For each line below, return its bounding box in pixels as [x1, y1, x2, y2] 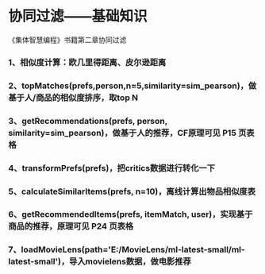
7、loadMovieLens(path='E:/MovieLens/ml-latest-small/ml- [8, 244, 246, 255]
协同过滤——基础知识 [8, 7, 148, 25]
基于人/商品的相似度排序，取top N [8, 92, 139, 103]
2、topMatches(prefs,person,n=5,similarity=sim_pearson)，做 [8, 80, 257, 91]
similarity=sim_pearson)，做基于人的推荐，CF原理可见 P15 [8, 127, 236, 138]
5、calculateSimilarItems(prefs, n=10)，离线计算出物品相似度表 [8, 186, 256, 197]
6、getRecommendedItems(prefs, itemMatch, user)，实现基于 [8, 209, 253, 220]
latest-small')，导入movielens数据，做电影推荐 [8, 256, 192, 267]
